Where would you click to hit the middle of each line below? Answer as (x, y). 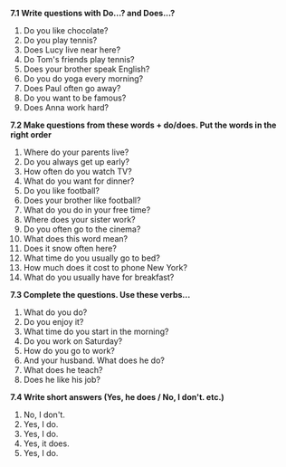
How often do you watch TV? (77, 172)
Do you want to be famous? (75, 98)
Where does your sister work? (80, 219)
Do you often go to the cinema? (82, 229)
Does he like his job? (62, 380)
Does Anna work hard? (66, 107)
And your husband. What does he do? (94, 360)
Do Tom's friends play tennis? (79, 59)
